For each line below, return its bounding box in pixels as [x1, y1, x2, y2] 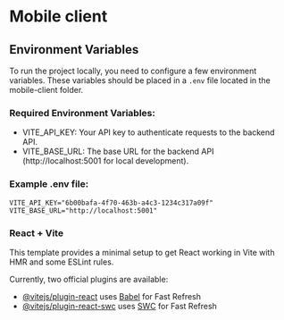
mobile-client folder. [9, 85, 84, 95]
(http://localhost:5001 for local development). [21, 156, 189, 166]
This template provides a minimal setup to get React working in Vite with [9, 247, 275, 257]
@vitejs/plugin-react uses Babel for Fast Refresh [21, 291, 202, 301]
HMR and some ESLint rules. [9, 257, 114, 267]
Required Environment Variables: [9, 106, 156, 119]
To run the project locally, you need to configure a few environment [9, 65, 257, 76]
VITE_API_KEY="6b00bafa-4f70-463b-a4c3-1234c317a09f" [9, 198, 214, 207]
